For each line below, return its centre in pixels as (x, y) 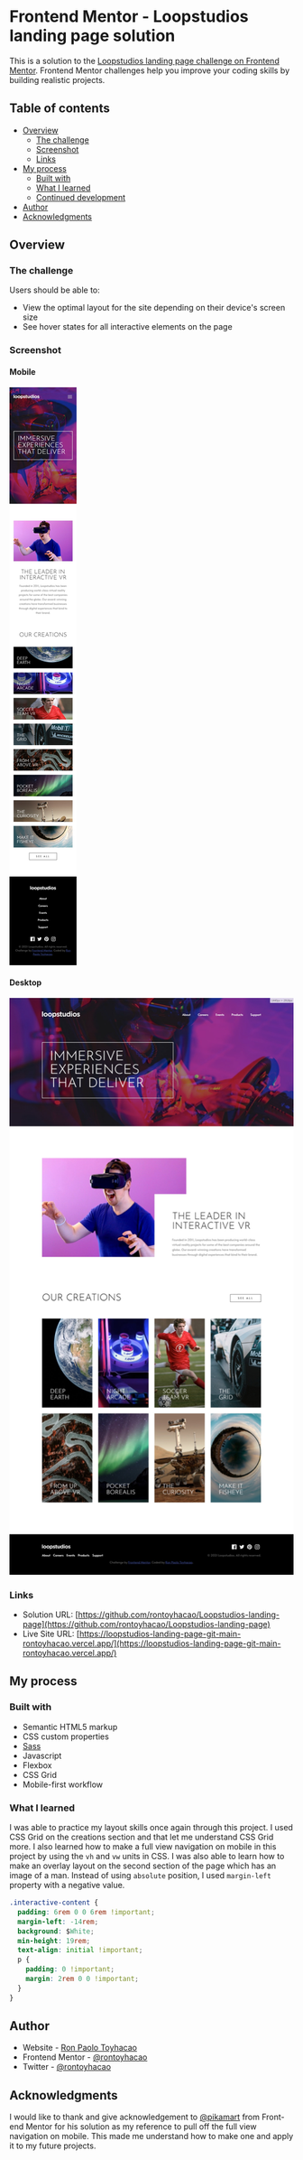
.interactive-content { (54, 1903)
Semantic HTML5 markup (70, 1727)
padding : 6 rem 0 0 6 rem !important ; (86, 1912)
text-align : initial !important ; (80, 1951)
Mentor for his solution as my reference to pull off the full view (141, 2127)
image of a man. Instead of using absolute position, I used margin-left (141, 1876)
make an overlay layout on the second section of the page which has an (143, 1866)
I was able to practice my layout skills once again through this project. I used (151, 1828)
